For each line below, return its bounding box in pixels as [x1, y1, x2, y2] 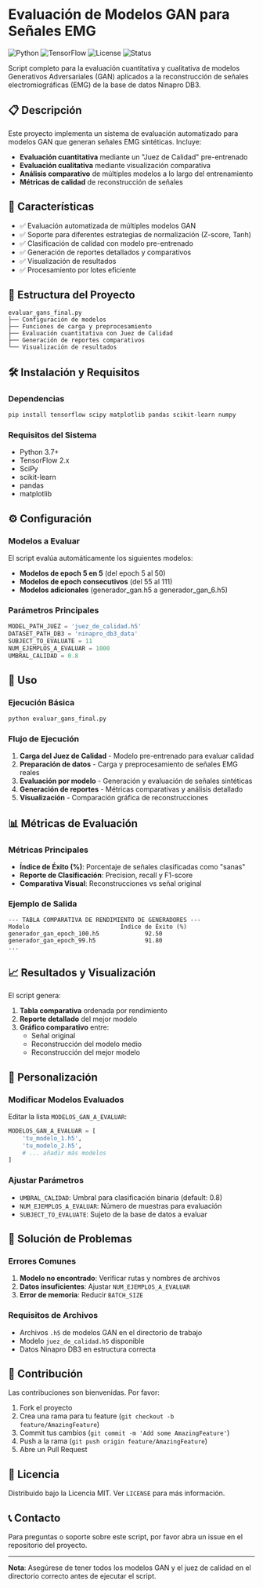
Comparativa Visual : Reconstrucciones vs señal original [19, 879, 202, 888]
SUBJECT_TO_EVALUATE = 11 [8, 637, 92, 645]
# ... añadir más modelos [22, 1149, 107, 1157]
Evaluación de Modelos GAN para [8, 5, 230, 24]
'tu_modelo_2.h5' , [22, 1141, 82, 1150]
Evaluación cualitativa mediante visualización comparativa [19, 160, 211, 170]
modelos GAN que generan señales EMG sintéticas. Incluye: [8, 137, 202, 146]
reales [19, 768, 40, 778]
